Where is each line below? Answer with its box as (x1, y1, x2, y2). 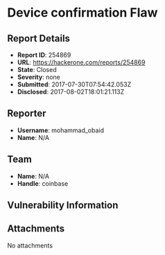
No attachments (7, 241, 53, 249)
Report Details (7, 33, 71, 44)
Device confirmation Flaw (7, 5, 158, 21)
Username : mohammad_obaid (17, 126, 105, 134)
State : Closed (17, 66, 57, 73)
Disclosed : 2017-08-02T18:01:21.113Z (17, 88, 125, 96)
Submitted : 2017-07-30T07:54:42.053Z (17, 80, 132, 88)
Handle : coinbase (17, 179, 69, 188)
